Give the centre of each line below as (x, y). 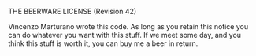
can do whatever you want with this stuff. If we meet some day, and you (125, 35)
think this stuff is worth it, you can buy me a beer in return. (103, 43)
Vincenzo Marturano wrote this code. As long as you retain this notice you (128, 26)
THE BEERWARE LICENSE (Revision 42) (72, 11)
